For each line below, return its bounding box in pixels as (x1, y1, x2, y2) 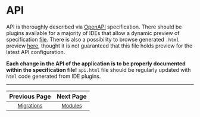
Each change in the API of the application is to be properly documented (6, 60, 186, 67)
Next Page (56, 92, 87, 100)
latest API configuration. (6, 48, 65, 55)
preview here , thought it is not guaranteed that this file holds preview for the (6, 42, 193, 49)
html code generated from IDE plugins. (6, 72, 101, 80)
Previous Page (9, 92, 51, 100)
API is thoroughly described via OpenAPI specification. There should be (6, 23, 182, 30)
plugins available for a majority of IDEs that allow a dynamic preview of (6, 29, 180, 36)
